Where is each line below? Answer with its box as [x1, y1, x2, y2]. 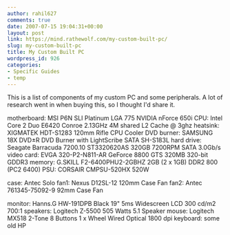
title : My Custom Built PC [7, 49, 85, 56]
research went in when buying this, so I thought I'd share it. [7, 101, 176, 109]
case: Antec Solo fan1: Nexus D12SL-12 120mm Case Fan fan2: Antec [7, 179, 202, 187]
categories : [7, 62, 41, 68]
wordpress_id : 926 [7, 55, 60, 62]
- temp [7, 74, 26, 82]
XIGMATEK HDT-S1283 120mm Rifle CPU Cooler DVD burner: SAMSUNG [7, 129, 213, 137]
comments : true [7, 17, 51, 23]
